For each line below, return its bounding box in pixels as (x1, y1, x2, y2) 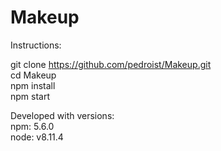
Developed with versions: (10, 109, 115, 121)
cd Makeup (10, 69, 57, 81)
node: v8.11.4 (10, 131, 64, 143)
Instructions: (10, 39, 62, 51)
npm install (10, 79, 56, 91)
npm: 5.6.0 (10, 120, 55, 132)
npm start (10, 90, 51, 102)
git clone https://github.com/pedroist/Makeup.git (10, 58, 212, 70)
